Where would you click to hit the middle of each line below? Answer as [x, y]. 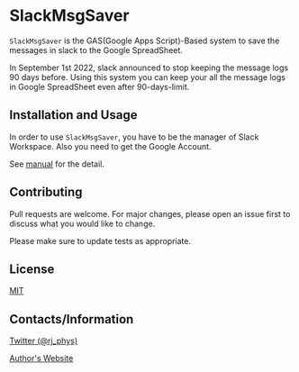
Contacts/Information [72, 319]
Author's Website [41, 358]
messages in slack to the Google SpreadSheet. [96, 50]
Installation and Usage [73, 115]
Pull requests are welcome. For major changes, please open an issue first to [150, 213]
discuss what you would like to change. [82, 223]
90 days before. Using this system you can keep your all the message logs [148, 77]
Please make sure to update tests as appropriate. [100, 240]
